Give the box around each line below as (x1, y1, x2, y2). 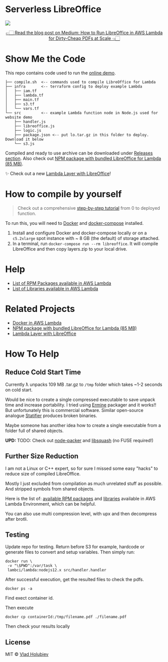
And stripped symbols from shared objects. (5, 485, 95, 491)
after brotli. (5, 516, 28, 522)
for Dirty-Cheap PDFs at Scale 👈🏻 (48, 35, 120, 41)
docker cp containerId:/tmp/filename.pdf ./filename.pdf (5, 615, 127, 620)
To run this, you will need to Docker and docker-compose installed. (5, 220, 144, 226)
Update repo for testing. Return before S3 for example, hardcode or (5, 544, 144, 550)
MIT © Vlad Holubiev (5, 651, 49, 657)
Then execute (5, 605, 34, 611)
